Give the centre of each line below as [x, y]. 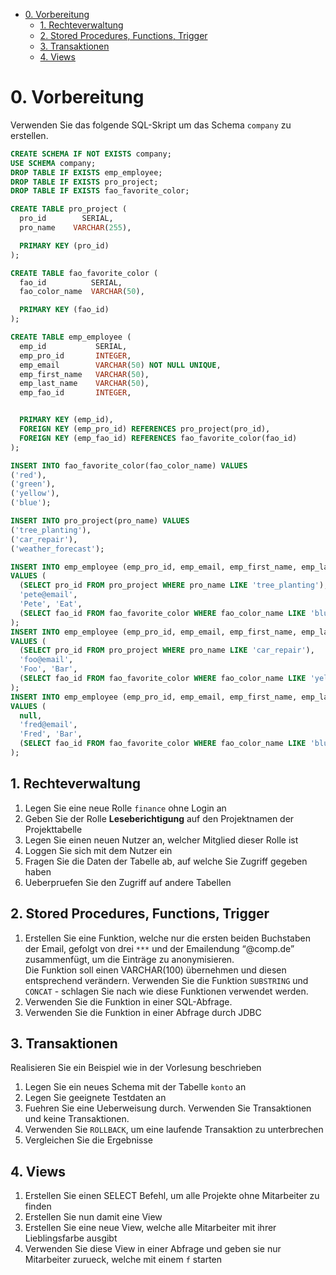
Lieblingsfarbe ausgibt [71, 1238]
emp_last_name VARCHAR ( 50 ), [84, 384]
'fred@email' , [48, 725]
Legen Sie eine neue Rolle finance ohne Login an [125, 808]
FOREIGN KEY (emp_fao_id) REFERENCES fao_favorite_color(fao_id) [158, 438]
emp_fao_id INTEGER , [75, 393]
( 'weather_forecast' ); [57, 549]
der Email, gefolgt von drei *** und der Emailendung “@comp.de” [159, 948]
